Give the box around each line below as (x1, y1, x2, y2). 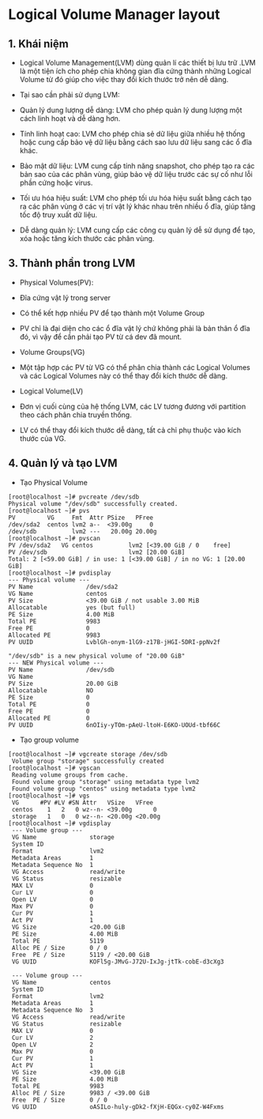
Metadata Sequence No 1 (11, 861, 93, 868)
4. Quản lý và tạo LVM (8, 457, 118, 470)
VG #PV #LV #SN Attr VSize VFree (11, 798, 154, 807)
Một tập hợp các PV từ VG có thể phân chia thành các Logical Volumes (19, 362, 251, 372)
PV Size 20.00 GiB (8, 680, 118, 688)
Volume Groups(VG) (19, 347, 85, 356)
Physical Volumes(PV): (19, 277, 94, 287)
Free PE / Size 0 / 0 (11, 1096, 108, 1104)
